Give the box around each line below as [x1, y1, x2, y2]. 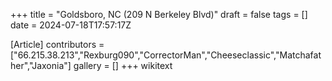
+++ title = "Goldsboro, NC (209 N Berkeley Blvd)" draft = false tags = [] [10, 9, 308, 20]
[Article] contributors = [10, 39, 105, 50]
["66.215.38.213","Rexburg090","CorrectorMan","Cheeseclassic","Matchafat [10, 49, 322, 61]
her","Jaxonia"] [10, 60, 72, 71]
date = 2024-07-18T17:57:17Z [10, 19, 132, 31]
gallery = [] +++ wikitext [73, 60, 173, 71]
